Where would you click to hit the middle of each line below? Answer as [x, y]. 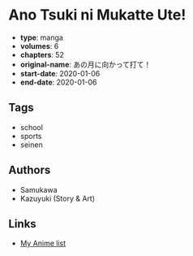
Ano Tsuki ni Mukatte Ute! [97, 15]
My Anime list [43, 243]
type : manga [41, 37]
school [31, 127]
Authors [30, 170]
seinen [31, 145]
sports [31, 136]
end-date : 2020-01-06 [58, 82]
